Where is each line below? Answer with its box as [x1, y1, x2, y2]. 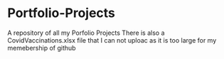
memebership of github [7, 43, 76, 52]
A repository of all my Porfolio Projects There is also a [7, 28, 165, 37]
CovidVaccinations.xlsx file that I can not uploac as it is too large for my [7, 36, 217, 44]
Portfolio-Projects [7, 5, 116, 21]
